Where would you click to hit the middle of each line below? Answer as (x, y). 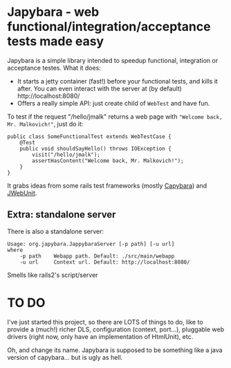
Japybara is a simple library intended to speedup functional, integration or (113, 60)
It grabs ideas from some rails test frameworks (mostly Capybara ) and (107, 185)
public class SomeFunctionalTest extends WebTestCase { (89, 136)
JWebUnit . (22, 193)
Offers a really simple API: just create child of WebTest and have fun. (113, 103)
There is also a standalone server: (55, 231)
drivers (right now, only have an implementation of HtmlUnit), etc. (100, 336)
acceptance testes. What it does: (54, 68)
